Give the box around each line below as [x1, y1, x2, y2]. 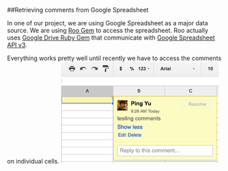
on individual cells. [7, 157, 59, 165]
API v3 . [7, 41, 27, 49]
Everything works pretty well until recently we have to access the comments [7, 54, 222, 62]
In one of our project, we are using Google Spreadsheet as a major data [7, 19, 208, 27]
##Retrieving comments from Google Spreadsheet [7, 6, 149, 14]
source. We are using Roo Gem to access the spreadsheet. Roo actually [7, 27, 209, 34]
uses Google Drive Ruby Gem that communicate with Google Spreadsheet [7, 34, 215, 42]
